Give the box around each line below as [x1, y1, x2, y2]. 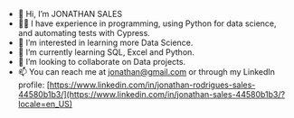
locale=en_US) [17, 99, 73, 109]
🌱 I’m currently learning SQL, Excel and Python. [17, 47, 194, 58]
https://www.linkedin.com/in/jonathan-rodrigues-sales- [49, 79, 256, 90]
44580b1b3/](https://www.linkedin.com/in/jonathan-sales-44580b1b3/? [17, 89, 286, 99]
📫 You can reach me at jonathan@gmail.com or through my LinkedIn [17, 67, 276, 77]
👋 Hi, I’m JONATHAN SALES [17, 9, 123, 19]
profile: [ [17, 79, 51, 90]
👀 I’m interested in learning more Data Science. [17, 37, 194, 48]
